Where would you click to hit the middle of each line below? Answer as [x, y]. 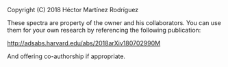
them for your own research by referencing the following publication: [104, 30]
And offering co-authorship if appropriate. [66, 56]
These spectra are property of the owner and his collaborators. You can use [114, 23]
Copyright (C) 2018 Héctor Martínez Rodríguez [73, 10]
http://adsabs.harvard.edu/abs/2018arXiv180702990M [84, 43]
